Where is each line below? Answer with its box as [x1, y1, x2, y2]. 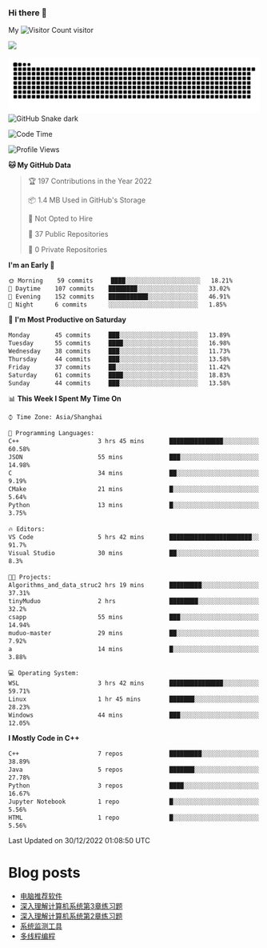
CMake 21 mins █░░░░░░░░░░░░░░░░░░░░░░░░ [8, 486, 260, 494]
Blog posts [8, 864, 81, 882]
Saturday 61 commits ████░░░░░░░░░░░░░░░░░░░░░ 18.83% [8, 371, 230, 379]
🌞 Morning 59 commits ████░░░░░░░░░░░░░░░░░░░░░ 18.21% [8, 277, 233, 285]
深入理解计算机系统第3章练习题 [19, 901, 123, 910]
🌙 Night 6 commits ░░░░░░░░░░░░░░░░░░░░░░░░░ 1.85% [8, 301, 227, 309]
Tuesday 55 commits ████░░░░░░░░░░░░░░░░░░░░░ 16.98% [8, 339, 230, 347]
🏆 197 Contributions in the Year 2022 [27, 176, 153, 186]
